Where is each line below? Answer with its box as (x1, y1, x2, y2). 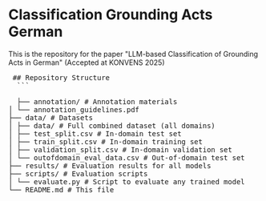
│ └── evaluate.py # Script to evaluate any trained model (8, 177, 246, 186)
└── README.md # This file (8, 185, 115, 194)
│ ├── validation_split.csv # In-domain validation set (8, 145, 232, 154)
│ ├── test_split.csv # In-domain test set (8, 129, 182, 138)
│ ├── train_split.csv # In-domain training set (8, 137, 203, 146)
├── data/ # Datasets (8, 113, 94, 122)
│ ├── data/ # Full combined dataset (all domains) (8, 121, 216, 130)
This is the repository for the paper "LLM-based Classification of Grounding (8, 49, 259, 58)
